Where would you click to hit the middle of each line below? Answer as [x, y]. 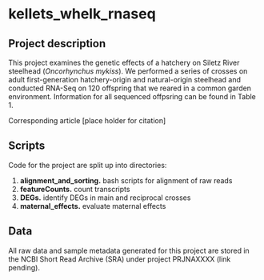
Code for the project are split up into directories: [88, 165]
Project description [57, 44]
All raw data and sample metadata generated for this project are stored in [129, 250]
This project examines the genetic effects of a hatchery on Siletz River [124, 62]
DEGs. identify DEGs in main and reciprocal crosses [105, 198]
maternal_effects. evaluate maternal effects [93, 206]
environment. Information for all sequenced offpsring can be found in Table [132, 96]
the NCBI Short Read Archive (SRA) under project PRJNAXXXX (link [120, 259]
